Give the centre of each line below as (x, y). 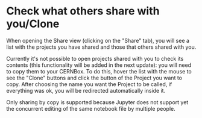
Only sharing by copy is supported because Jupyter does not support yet (97, 102)
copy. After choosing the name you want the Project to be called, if (89, 84)
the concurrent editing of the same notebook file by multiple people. (91, 108)
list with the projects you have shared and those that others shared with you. (101, 47)
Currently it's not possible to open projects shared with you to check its (95, 58)
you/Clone (33, 24)
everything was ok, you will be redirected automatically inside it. (86, 90)
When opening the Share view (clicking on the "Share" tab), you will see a (98, 40)
